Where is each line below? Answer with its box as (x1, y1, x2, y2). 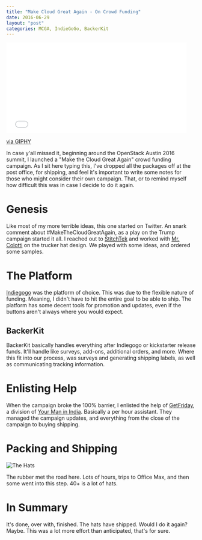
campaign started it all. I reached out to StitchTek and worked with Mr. (6, 235, 180, 242)
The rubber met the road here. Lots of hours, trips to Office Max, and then (6, 473, 189, 480)
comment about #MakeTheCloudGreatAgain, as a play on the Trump (6, 229, 176, 236)
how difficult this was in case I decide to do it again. (6, 182, 135, 189)
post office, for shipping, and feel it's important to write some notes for (6, 169, 182, 176)
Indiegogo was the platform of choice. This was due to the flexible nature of (6, 289, 194, 296)
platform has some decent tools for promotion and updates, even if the (6, 302, 182, 309)
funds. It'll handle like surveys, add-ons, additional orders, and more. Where (6, 348, 195, 355)
